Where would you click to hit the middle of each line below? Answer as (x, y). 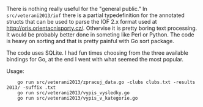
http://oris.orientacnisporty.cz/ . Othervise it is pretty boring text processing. (102, 28)
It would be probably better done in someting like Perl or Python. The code (100, 35)
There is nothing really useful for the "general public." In (77, 9)
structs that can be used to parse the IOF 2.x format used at (82, 22)
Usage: (15, 71)
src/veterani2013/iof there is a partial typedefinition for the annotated (95, 15)
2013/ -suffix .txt (31, 88)
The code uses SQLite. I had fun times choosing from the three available (97, 53)
